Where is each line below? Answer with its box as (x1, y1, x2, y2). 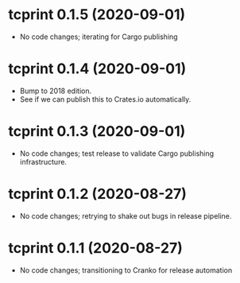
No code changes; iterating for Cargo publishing (19, 32, 178, 41)
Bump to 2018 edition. (19, 86, 92, 95)
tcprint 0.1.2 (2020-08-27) (8, 185, 187, 203)
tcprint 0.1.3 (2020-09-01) (8, 122, 186, 141)
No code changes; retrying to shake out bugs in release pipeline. (19, 211, 232, 220)
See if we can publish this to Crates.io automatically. (19, 94, 192, 104)
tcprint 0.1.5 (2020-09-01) (8, 6, 186, 24)
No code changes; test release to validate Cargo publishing (19, 149, 215, 158)
